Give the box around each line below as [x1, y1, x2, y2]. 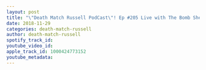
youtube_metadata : [6, 54, 53, 60]
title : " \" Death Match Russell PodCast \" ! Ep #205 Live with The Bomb [6, 15, 191, 21]
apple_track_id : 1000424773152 [6, 49, 86, 55]
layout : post [6, 9, 40, 15]
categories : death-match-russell [6, 26, 92, 32]
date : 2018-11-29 [6, 20, 51, 26]
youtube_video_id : [6, 43, 53, 49]
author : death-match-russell [6, 32, 81, 38]
